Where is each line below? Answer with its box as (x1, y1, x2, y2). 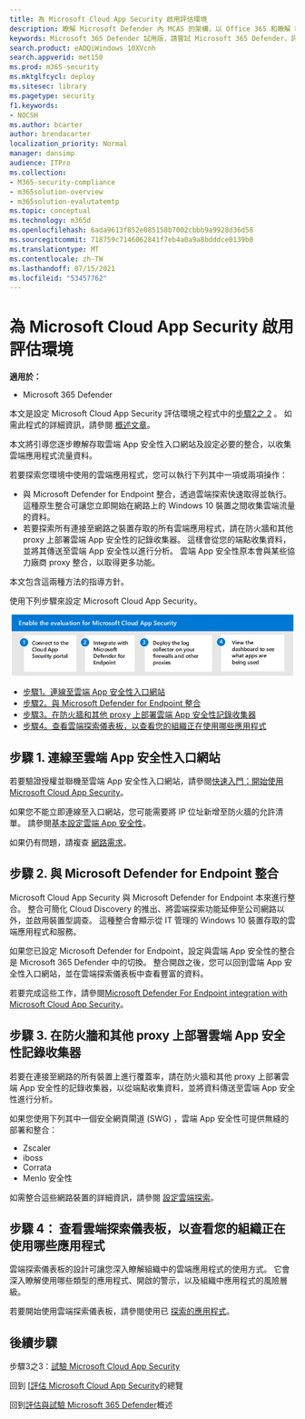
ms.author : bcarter (9, 120, 84, 129)
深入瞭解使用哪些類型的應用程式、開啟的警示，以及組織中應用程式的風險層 (9, 1275, 288, 1286)
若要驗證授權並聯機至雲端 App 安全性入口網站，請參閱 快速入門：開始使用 (9, 775, 284, 786)
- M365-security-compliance (9, 177, 116, 186)
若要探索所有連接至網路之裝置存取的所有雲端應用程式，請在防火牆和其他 (22, 523, 293, 534)
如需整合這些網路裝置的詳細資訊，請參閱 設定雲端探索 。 (9, 1192, 219, 1203)
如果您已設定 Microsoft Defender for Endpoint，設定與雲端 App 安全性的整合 (9, 945, 296, 956)
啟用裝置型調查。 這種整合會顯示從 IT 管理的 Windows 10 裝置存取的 (33, 914, 288, 925)
